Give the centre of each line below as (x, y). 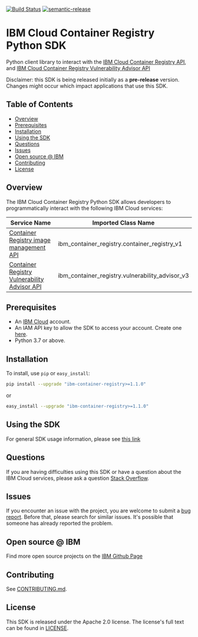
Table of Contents (40, 104)
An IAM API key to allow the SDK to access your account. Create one (98, 328)
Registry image (30, 240)
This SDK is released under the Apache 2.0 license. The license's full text (95, 622)
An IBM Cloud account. (43, 321)
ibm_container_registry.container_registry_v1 (120, 243)
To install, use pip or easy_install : (48, 373)
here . (21, 334)
